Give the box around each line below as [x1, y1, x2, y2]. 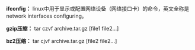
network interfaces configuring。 [6, 12, 87, 19]
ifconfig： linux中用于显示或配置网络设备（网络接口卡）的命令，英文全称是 [6, 5, 190, 12]
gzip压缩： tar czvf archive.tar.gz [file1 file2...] [6, 25, 119, 32]
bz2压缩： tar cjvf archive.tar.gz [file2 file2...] [6, 38, 117, 44]
